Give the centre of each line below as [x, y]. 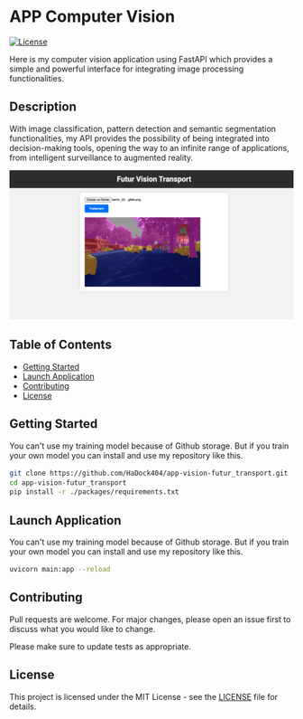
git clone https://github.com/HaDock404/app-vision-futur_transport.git [149, 473]
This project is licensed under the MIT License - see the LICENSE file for [143, 696]
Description [43, 107]
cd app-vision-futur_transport [68, 482]
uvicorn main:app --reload [60, 570]
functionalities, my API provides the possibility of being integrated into [140, 138]
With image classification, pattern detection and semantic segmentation [143, 128]
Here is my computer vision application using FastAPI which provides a [141, 59]
